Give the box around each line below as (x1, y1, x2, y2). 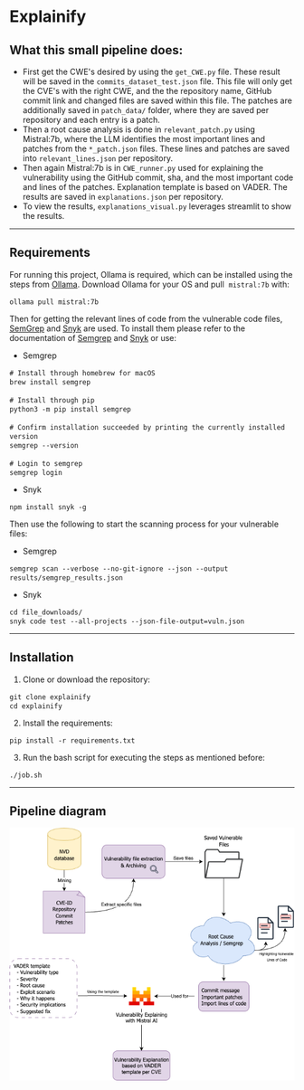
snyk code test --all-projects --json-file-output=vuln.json (9, 617, 245, 626)
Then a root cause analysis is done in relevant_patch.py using (22, 124, 256, 135)
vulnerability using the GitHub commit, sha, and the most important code (22, 172, 294, 183)
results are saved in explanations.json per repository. (22, 192, 224, 202)
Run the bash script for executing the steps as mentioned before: (22, 752, 265, 763)
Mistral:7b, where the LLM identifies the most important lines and (22, 134, 265, 144)
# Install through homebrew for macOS (9, 368, 156, 377)
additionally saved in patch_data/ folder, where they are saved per (22, 105, 270, 115)
